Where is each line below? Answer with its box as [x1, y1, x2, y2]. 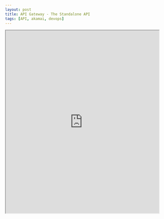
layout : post [5, 7, 32, 12]
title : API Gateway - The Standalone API [5, 12, 91, 17]
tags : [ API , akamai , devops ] [5, 16, 64, 21]
